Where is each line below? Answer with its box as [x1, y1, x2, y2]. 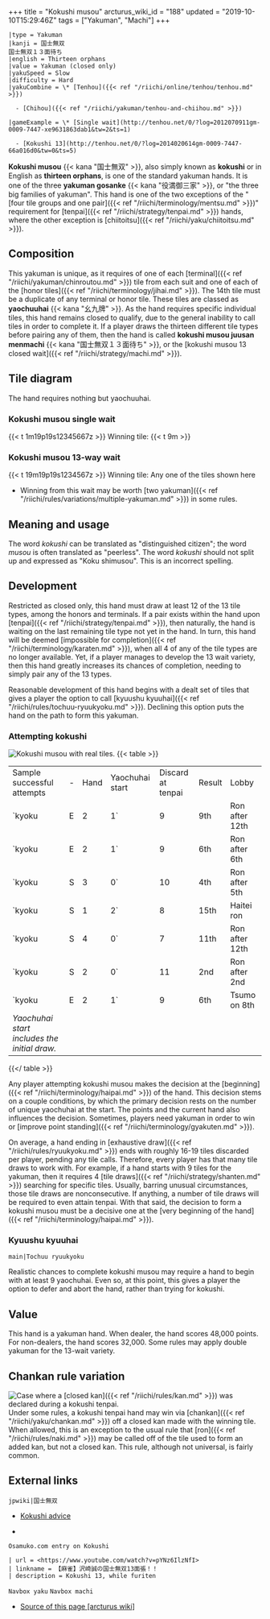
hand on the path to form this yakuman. [8, 710, 139, 720]
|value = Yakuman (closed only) [8, 62, 117, 70]
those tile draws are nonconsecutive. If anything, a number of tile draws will [8, 1189, 260, 1199]
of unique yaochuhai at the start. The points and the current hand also [8, 1105, 240, 1115]
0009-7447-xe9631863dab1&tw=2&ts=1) [8, 126, 131, 134]
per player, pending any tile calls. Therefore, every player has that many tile [8, 1155, 258, 1165]
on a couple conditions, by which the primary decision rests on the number [8, 1096, 257, 1106]
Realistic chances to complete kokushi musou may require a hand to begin [8, 1267, 255, 1277]
